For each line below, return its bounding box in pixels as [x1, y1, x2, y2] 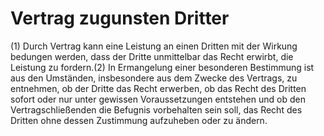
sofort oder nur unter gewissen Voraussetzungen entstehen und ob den [10, 93, 306, 105]
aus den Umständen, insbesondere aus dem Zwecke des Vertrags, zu [10, 72, 298, 84]
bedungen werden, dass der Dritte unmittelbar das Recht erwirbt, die [10, 50, 294, 62]
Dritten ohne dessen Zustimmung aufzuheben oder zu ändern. [10, 114, 268, 126]
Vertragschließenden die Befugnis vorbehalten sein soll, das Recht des [10, 103, 303, 116]
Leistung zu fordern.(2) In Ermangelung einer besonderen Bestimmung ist [10, 61, 315, 73]
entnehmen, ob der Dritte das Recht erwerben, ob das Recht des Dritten [10, 82, 307, 94]
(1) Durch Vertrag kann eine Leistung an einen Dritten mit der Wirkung [10, 40, 298, 52]
